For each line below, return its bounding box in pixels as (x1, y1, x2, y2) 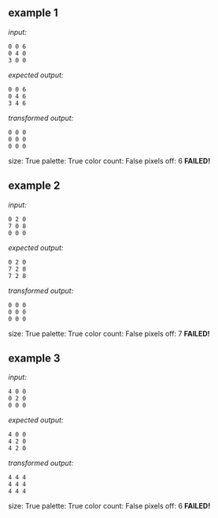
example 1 (8, 6, 59, 20)
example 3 (8, 351, 61, 366)
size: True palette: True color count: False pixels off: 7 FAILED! (8, 328, 210, 338)
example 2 (8, 179, 61, 193)
